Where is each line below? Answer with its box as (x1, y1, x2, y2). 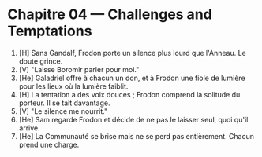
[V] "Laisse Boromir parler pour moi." (18, 64, 140, 74)
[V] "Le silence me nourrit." (18, 106, 108, 115)
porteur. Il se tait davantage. (18, 98, 110, 108)
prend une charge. (18, 140, 80, 149)
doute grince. (18, 57, 63, 66)
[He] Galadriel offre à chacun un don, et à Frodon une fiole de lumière (18, 73, 245, 82)
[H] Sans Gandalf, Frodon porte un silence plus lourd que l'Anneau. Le (18, 48, 246, 57)
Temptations (7, 22, 92, 40)
